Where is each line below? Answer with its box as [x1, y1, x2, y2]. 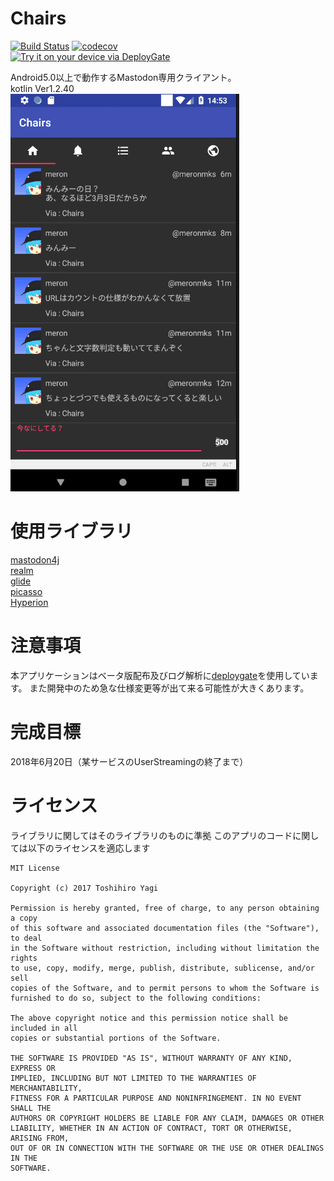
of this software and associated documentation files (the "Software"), [10, 923, 320, 933]
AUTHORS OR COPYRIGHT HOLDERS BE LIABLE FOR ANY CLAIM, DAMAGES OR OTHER [10, 1113, 325, 1123]
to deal [10, 933, 43, 943]
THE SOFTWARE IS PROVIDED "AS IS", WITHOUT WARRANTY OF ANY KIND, [10, 1053, 293, 1063]
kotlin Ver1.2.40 [10, 82, 75, 94]
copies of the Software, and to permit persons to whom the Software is [10, 983, 320, 993]
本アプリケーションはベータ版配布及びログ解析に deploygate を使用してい [10, 669, 310, 681]
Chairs [10, 7, 67, 30]
